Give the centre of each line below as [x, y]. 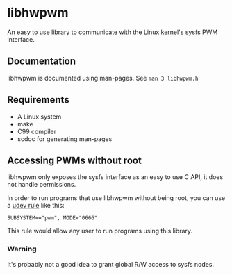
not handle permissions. [42, 185]
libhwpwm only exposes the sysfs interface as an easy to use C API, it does [115, 177]
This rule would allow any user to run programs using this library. [100, 231]
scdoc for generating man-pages [65, 139]
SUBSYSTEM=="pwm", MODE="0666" [52, 218]
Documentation [42, 61]
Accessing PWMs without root [75, 160]
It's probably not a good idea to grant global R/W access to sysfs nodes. [110, 264]
